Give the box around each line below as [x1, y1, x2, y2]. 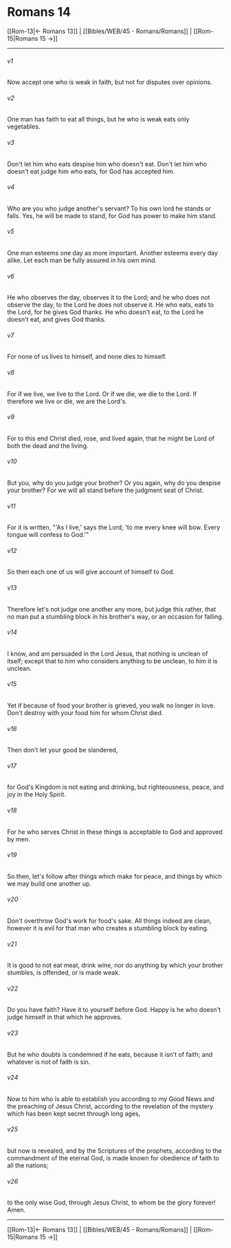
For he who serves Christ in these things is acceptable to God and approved [7, 828, 223, 836]
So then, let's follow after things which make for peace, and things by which [7, 872, 222, 880]
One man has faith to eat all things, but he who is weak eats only [7, 115, 190, 124]
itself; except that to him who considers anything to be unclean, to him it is [7, 656, 218, 665]
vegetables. [7, 122, 41, 131]
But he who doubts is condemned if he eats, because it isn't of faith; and [7, 1050, 213, 1058]
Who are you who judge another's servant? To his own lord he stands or [7, 204, 212, 213]
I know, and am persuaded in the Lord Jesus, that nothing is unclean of [7, 650, 208, 658]
